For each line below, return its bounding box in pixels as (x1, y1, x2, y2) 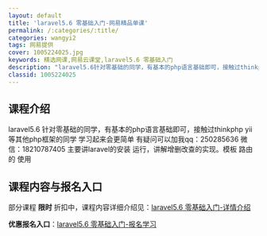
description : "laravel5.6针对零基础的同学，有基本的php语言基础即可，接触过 (8, 64, 241, 72)
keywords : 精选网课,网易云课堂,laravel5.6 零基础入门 (8, 56, 173, 64)
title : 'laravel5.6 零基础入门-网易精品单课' (8, 19, 149, 27)
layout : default (8, 11, 62, 20)
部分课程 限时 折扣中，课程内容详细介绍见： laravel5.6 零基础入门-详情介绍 (8, 203, 251, 212)
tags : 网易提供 (8, 41, 54, 49)
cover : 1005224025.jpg (8, 48, 83, 56)
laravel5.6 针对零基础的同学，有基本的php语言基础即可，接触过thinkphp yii (8, 125, 253, 134)
